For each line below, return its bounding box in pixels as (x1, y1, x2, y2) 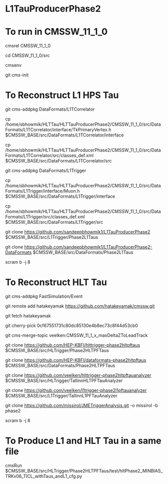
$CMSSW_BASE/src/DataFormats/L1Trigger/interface (5, 193, 115, 199)
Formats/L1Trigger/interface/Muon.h (5, 188, 80, 194)
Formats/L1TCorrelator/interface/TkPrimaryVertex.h (5, 127, 112, 133)
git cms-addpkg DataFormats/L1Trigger (5, 168, 86, 174)
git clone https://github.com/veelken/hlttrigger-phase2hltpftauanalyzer (5, 372, 151, 378)
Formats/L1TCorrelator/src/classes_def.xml (5, 152, 94, 158)
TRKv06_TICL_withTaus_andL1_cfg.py (5, 473, 82, 479)
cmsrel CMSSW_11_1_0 (5, 43, 51, 49)
